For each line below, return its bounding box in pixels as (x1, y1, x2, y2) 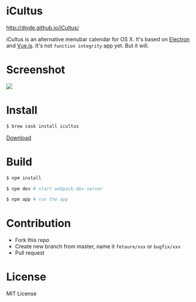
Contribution (6, 217, 71, 230)
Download (6, 134, 32, 141)
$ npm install (6, 175, 42, 181)
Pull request (14, 249, 45, 256)
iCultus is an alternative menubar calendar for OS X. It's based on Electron (6, 35, 190, 43)
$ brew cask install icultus (6, 123, 79, 129)
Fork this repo (14, 237, 50, 244)
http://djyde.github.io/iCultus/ (6, 24, 79, 31)
